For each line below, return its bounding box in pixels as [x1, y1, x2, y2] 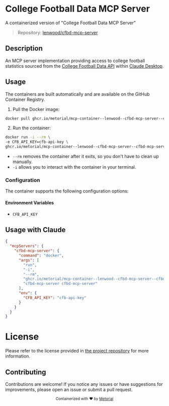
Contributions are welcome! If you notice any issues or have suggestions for [5, 381, 163, 387]
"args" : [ [18, 258, 39, 263]
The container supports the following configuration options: [5, 188, 129, 194]
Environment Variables [5, 199, 54, 206]
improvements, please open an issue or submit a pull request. [5, 387, 133, 392]
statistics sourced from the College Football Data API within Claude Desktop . [5, 63, 164, 69]
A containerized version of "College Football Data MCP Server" [5, 20, 136, 26]
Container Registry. [5, 96, 45, 103]
